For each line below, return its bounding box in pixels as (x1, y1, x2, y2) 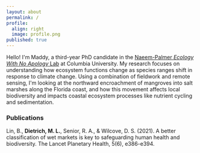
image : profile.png (11, 31, 61, 37)
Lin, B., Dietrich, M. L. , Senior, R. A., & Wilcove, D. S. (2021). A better (6, 128, 176, 135)
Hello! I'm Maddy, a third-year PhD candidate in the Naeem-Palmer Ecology (6, 54, 194, 60)
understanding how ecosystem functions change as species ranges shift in (6, 67, 193, 73)
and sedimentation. (6, 99, 54, 106)
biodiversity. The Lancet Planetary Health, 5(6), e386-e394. (6, 140, 155, 148)
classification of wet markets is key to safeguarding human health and (6, 134, 180, 141)
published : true (6, 37, 47, 43)
